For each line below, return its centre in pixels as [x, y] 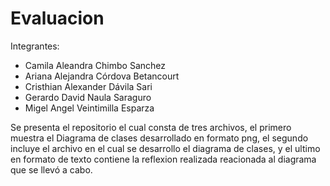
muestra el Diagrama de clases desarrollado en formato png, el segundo [159, 138]
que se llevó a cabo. [51, 169]
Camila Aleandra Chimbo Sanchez [95, 65]
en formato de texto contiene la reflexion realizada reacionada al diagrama [163, 159]
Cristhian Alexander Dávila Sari [88, 86]
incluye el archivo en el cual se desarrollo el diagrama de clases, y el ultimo [165, 148]
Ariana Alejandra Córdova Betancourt [102, 76]
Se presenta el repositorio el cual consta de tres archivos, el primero [151, 127]
